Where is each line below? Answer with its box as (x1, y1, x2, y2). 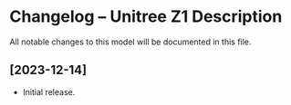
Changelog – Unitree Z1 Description (9, 6, 283, 27)
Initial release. (22, 86, 76, 97)
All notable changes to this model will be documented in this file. (9, 36, 252, 47)
